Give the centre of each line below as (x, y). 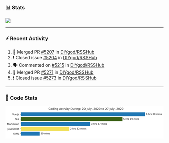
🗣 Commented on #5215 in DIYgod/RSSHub (58, 65)
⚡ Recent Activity (27, 39)
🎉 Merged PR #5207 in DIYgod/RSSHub (53, 52)
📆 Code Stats (21, 98)
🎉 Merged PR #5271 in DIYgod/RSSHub (53, 72)
